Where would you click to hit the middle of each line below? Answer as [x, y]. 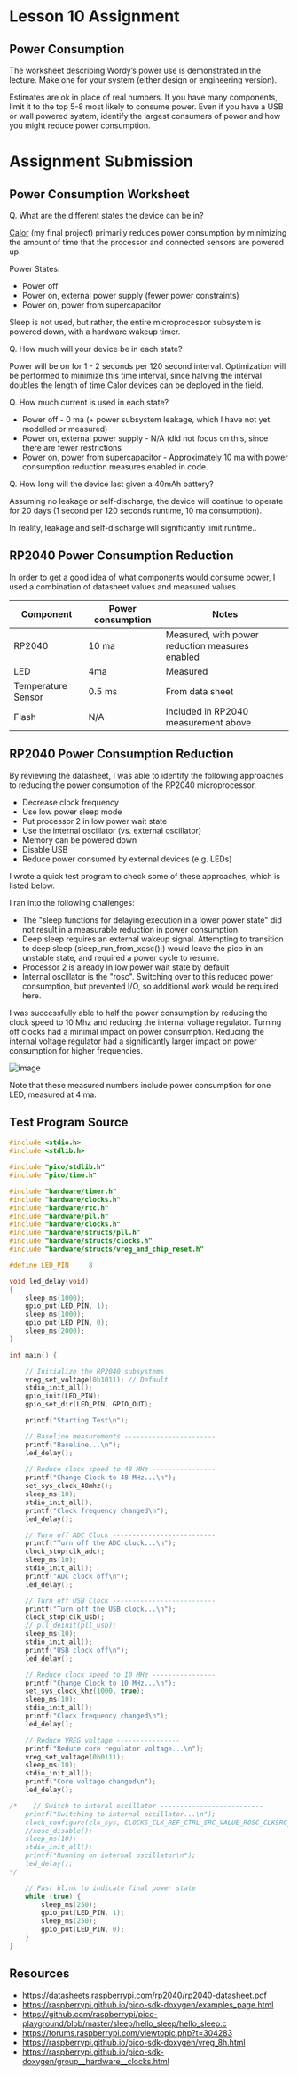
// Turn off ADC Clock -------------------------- [121, 1535]
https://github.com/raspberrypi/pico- [90, 2014]
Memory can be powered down [79, 840]
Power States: [35, 269]
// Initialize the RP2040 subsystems [95, 1371]
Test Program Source [69, 1122]
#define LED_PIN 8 [51, 1265]
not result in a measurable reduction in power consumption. [131, 929]
